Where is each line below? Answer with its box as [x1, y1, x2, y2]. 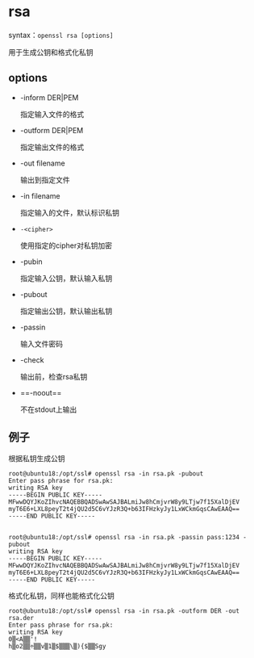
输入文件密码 [19, 338, 63, 349]
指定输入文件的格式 [19, 109, 85, 119]
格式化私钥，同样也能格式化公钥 [8, 590, 115, 600]
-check [19, 354, 44, 365]
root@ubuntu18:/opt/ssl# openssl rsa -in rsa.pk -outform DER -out [8, 606, 240, 615]
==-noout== [19, 388, 62, 397]
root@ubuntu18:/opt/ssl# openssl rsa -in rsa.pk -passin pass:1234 [8, 533, 240, 541]
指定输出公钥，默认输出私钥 [19, 306, 113, 316]
